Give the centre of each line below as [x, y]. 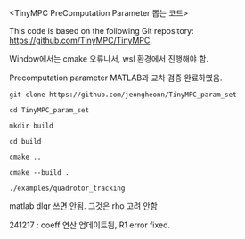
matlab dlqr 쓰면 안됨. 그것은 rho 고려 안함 [83, 206]
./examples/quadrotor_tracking [67, 188]
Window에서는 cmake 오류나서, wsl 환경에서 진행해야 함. [109, 59]
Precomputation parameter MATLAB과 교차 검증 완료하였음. [116, 78]
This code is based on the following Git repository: [102, 31]
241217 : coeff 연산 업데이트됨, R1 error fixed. [90, 225]
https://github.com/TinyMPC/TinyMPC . [81, 40]
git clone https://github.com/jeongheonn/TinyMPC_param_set [123, 95]
